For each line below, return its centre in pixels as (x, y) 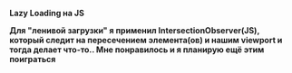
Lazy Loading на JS (47, 13)
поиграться (33, 59)
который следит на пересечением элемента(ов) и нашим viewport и (146, 40)
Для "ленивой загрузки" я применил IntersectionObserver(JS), (135, 30)
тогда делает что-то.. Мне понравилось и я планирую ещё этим (137, 50)
